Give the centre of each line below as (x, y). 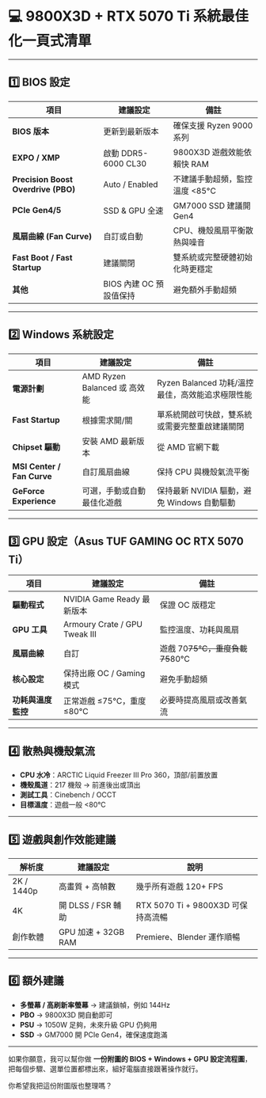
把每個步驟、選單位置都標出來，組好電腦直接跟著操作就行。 (105, 1069)
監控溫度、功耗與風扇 (199, 630)
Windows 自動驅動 (201, 502)
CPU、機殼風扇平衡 (209, 230)
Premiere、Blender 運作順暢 (188, 937)
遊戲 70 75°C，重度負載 (203, 648)
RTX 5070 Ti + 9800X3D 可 (188, 905)
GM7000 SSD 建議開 (212, 205)
